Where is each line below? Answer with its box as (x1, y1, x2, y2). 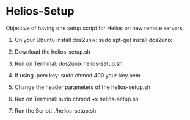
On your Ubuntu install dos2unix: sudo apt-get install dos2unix (14, 36, 172, 43)
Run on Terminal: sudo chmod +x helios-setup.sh (14, 95, 139, 102)
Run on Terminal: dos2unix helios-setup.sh (14, 60, 123, 67)
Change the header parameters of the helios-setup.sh (14, 83, 151, 91)
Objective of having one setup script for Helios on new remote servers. (5, 24, 185, 32)
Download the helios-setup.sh (14, 48, 91, 55)
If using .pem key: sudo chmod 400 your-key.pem (14, 71, 141, 79)
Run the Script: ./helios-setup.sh (14, 107, 97, 114)
